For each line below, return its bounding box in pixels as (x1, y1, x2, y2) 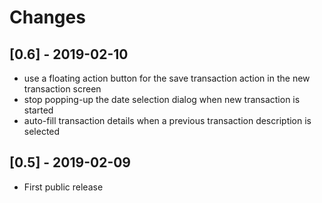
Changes (9, 6, 86, 29)
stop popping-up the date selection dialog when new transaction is (23, 94, 301, 105)
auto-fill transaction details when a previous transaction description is (23, 115, 312, 126)
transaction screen (23, 83, 102, 95)
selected (23, 126, 61, 137)
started (23, 104, 54, 116)
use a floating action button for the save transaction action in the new (23, 72, 311, 84)
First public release (23, 181, 104, 193)
